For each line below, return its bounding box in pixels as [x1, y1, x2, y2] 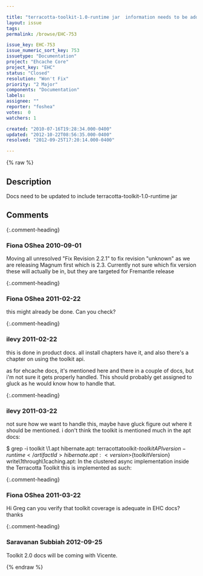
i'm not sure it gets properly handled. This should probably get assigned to [6, 373, 192, 381]
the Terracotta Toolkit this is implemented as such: [6, 464, 132, 471]
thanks [6, 511, 24, 519]
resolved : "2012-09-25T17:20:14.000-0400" [6, 137, 115, 143]
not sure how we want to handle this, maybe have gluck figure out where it [6, 420, 192, 427]
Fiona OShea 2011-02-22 [6, 294, 81, 303]
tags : [6, 25, 20, 31]
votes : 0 [6, 109, 31, 115]
